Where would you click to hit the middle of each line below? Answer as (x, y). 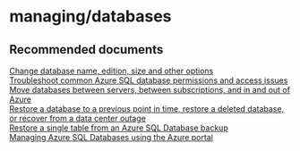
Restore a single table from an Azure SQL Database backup (119, 128)
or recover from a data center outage (77, 118)
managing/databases (90, 17)
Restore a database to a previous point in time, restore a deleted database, (147, 109)
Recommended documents (86, 50)
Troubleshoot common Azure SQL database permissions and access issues (149, 80)
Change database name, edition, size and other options (111, 71)
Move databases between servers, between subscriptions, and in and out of (150, 90)
